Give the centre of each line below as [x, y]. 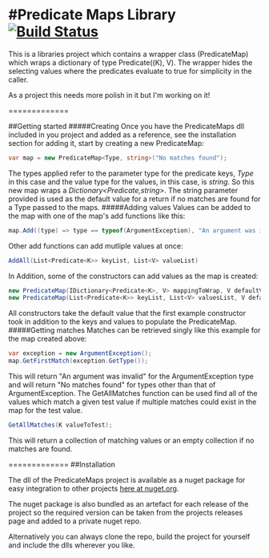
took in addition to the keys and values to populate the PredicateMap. [123, 321]
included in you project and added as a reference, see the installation [122, 135]
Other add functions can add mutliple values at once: [96, 245]
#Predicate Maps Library [92, 15]
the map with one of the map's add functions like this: [97, 216]
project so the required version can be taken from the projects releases [126, 512]
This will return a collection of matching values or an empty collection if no [131, 440]
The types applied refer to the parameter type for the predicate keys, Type [131, 173]
